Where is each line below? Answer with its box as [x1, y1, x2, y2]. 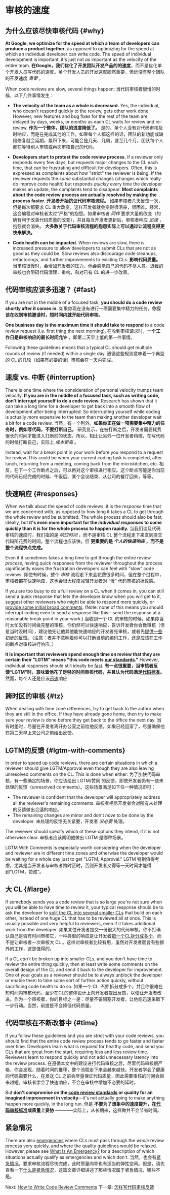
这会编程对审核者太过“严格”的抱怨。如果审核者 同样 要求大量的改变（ [12, 210, 157, 216]
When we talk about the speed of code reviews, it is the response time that [5, 504, 161, 510]
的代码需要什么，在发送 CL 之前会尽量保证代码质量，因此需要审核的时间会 [5, 1073, 160, 1079]
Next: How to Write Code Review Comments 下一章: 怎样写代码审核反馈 [5, 1184, 154, 1190]
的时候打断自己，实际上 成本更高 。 [5, 439, 79, 445]
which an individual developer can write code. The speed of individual [5, 51, 152, 57]
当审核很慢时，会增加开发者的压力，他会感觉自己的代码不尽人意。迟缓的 [12, 263, 163, 269]
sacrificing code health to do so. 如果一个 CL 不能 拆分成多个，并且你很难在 [5, 983, 163, 989]
